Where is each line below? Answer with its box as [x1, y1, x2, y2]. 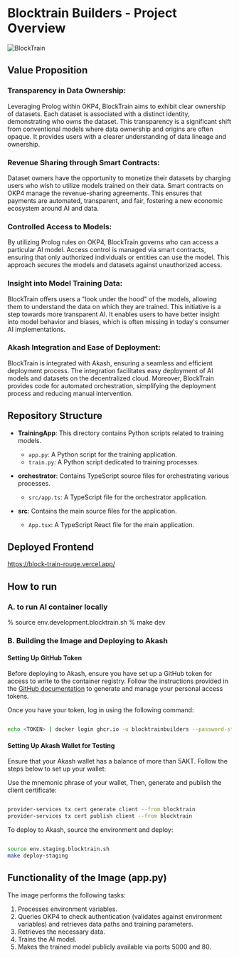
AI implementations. [7, 325, 66, 333]
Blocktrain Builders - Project [7, 5, 178, 21]
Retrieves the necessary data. [17, 927, 105, 936]
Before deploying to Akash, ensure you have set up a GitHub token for [7, 670, 213, 678]
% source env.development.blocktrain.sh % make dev [7, 618, 166, 627]
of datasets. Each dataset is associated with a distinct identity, [7, 109, 190, 118]
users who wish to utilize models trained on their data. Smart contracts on [7, 181, 224, 189]
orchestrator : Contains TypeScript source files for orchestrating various [17, 472, 230, 480]
